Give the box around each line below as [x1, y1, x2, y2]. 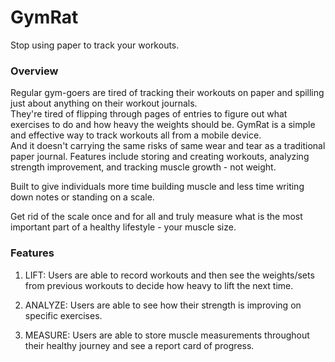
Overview [10, 64, 59, 78]
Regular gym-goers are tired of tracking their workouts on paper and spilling [10, 87, 325, 99]
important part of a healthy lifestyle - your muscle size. [10, 221, 237, 233]
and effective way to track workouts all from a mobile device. [10, 129, 262, 141]
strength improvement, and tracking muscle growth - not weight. [10, 161, 277, 173]
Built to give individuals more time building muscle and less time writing [10, 181, 305, 193]
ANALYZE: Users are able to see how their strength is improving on [24, 299, 302, 311]
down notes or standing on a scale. [10, 191, 155, 203]
